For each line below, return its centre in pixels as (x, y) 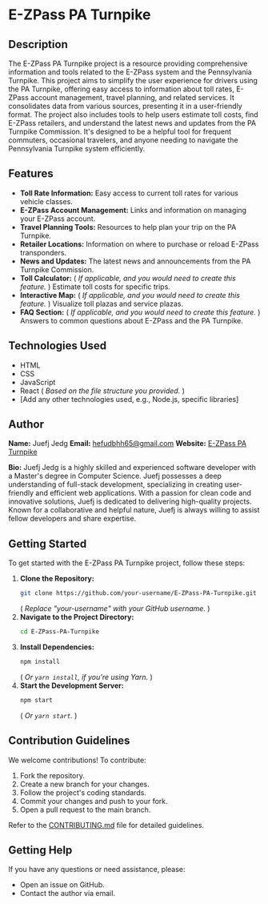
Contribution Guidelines (69, 741)
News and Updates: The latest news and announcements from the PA (135, 261)
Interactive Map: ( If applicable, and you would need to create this (130, 295)
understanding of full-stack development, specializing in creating (116, 484)
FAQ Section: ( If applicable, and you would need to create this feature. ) (140, 312)
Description (38, 44)
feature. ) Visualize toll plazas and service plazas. (102, 303)
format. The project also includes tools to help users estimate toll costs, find (133, 115)
